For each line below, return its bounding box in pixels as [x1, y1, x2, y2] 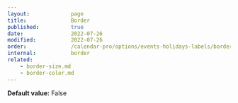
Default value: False [7, 89, 67, 97]
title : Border [7, 17, 91, 24]
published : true [7, 23, 84, 30]
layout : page [7, 10, 84, 18]
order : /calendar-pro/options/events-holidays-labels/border [7, 43, 233, 50]
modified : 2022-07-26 [7, 37, 103, 44]
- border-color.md [20, 69, 74, 76]
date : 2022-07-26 [7, 30, 103, 37]
